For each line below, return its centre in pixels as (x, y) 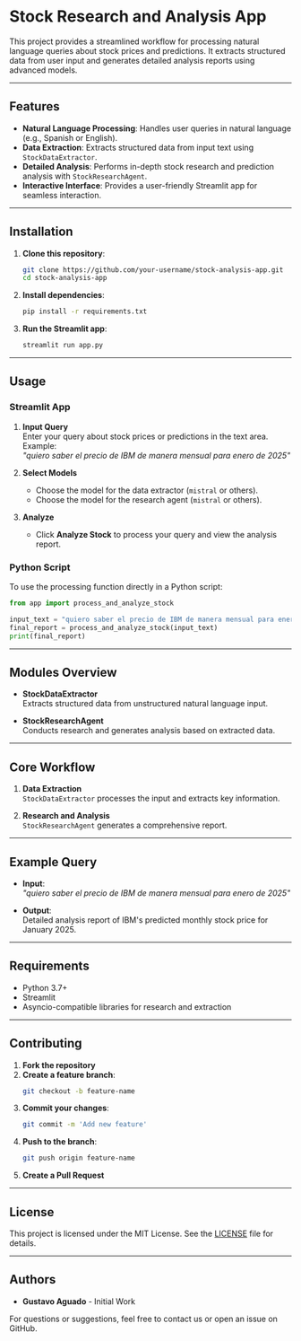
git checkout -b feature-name (79, 1091)
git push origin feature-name (79, 1158)
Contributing (46, 1043)
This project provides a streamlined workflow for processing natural (134, 41)
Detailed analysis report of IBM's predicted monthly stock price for (145, 920)
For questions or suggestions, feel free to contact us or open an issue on (143, 1319)
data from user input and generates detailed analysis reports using (132, 60)
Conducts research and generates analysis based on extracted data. (149, 731)
